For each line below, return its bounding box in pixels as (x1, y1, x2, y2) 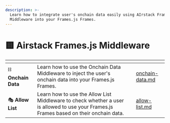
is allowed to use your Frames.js (37, 103, 113, 110)
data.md (136, 76, 156, 84)
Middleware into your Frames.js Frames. (10, 17, 96, 22)
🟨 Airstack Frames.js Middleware (5, 39, 150, 51)
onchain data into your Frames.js (37, 76, 115, 84)
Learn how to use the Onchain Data (37, 64, 121, 71)
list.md (136, 103, 152, 110)
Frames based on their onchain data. (37, 110, 124, 117)
